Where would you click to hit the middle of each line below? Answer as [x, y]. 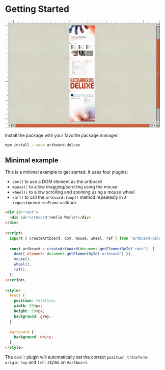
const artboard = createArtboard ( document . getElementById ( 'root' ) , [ [82, 249]
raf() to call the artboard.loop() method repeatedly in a [69, 197]
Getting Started [37, 9]
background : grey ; [33, 316]
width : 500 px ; [28, 306]
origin [12, 363]
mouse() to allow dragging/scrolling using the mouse [65, 187]
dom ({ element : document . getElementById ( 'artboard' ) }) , [73, 254]
